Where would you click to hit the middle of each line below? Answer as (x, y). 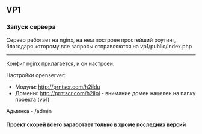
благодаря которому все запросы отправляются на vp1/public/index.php (99, 46)
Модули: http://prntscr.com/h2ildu (57, 87)
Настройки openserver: (36, 75)
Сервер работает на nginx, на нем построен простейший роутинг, (91, 40)
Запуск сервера (31, 27)
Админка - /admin (29, 111)
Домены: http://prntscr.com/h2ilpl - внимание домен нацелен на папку (105, 93)
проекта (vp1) (32, 99)
